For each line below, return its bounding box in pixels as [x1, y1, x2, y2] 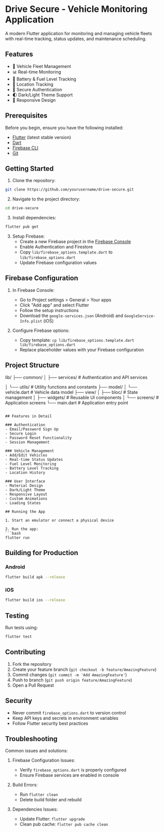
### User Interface [5, 479, 46, 484]
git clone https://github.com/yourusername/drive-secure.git [5, 187, 134, 192]
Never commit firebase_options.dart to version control [12, 709, 126, 715]
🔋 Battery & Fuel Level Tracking [12, 76, 77, 82]
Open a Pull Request [12, 682, 55, 688]
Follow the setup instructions [19, 307, 79, 313]
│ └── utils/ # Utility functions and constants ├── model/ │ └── [5, 384, 137, 390]
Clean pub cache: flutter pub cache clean [19, 821, 109, 827]
